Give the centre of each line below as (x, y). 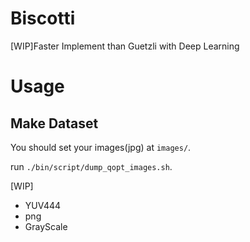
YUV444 (43, 205)
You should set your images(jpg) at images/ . (101, 147)
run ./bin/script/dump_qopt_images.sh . (91, 166)
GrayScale (46, 226)
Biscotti (43, 18)
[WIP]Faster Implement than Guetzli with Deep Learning (125, 46)
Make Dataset (54, 123)
